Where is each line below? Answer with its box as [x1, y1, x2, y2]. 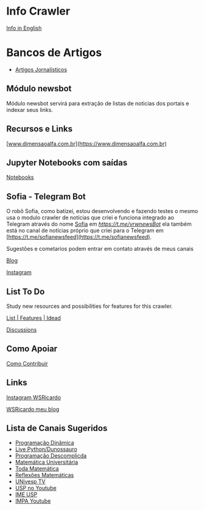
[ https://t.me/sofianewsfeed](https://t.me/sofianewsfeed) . [6, 233, 152, 241]
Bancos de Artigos [6, 46, 102, 60]
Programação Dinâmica [15, 439, 74, 447]
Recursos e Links [6, 124, 73, 134]
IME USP [15, 491, 38, 498]
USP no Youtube [15, 484, 57, 492]
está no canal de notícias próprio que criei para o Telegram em [6, 227, 164, 234]
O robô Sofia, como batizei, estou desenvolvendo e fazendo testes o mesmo [6, 208, 199, 215]
